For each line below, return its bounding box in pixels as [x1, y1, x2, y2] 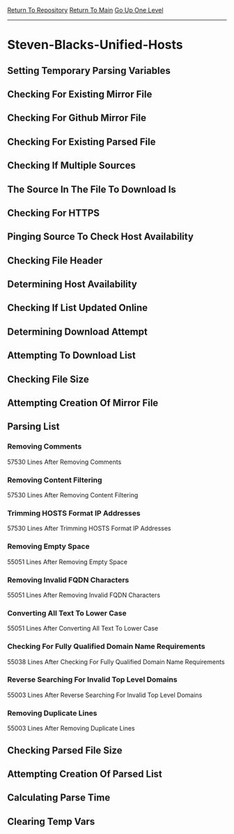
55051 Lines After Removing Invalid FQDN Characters [7, 590, 161, 599]
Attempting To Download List [7, 349, 136, 362]
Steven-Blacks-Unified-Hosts [7, 37, 183, 53]
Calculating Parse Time [7, 792, 111, 804]
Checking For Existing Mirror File [7, 88, 153, 100]
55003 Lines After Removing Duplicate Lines [7, 724, 135, 733]
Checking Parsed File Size [7, 744, 123, 756]
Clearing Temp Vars [7, 815, 95, 827]
